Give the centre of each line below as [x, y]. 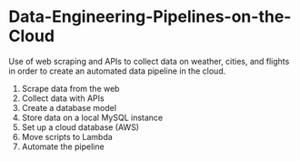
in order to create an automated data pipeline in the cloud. [117, 71]
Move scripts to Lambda [67, 136]
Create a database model [69, 107]
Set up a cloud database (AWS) [80, 127]
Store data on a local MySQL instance [92, 117]
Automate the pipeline [63, 146]
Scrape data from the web [70, 88]
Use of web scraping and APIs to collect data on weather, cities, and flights [149, 61]
